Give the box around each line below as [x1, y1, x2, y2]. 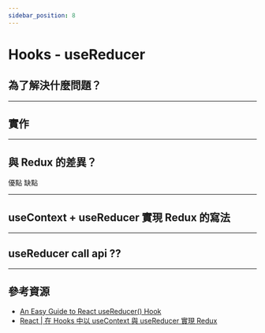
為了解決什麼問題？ [8, 79, 102, 92]
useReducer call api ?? [8, 247, 121, 260]
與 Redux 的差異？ [8, 155, 97, 169]
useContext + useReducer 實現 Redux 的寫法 [8, 211, 231, 224]
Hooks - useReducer [8, 45, 146, 63]
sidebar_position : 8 [8, 11, 77, 20]
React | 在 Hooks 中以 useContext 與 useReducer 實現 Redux [19, 316, 218, 325]
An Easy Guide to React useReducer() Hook [19, 306, 162, 316]
